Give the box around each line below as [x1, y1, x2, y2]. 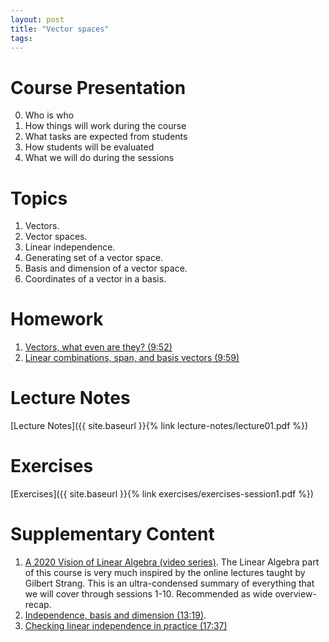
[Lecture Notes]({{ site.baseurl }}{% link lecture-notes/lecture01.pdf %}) [10, 420, 309, 432]
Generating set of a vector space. [24, 252, 164, 264]
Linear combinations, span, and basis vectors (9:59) [24, 352, 240, 364]
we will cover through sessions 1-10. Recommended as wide [24, 588, 273, 600]
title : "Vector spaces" [10, 24, 110, 34]
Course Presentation [10, 76, 187, 99]
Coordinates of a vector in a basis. [24, 273, 167, 285]
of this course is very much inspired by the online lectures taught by [24, 567, 306, 578]
